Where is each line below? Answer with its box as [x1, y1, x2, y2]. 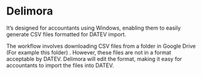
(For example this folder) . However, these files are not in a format [6, 48, 171, 56]
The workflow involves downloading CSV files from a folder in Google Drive [6, 42, 197, 50]
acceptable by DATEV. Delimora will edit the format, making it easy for [6, 55, 182, 62]
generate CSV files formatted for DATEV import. [6, 30, 126, 37]
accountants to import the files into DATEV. [6, 62, 114, 69]
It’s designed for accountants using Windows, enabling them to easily [6, 24, 181, 31]
